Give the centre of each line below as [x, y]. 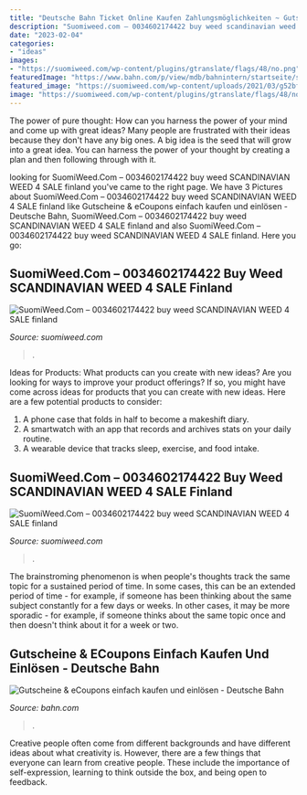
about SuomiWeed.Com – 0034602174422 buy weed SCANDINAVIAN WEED [153, 196]
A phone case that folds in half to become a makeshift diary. [136, 419]
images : [24, 60]
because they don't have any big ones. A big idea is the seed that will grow [151, 140]
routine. [37, 439]
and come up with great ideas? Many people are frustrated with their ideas [150, 130]
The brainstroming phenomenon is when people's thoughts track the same [150, 577]
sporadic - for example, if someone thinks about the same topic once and [148, 615]
